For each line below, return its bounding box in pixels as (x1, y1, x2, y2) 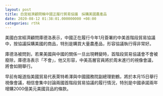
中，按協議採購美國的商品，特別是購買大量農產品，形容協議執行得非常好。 (5, 41, 154, 47)
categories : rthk (5, 20, 40, 26)
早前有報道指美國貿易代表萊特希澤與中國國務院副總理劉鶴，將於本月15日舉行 (5, 74, 158, 79)
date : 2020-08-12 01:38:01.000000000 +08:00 (5, 16, 97, 21)
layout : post (5, 7, 32, 12)
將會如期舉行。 (5, 63, 35, 69)
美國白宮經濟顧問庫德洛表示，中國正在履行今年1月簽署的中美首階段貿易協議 (5, 35, 156, 40)
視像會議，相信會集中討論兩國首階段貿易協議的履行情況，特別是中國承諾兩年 (5, 80, 158, 86)
